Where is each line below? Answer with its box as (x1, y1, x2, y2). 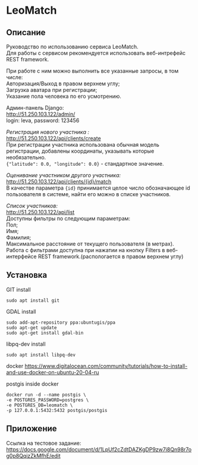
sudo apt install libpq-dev (6, 352, 76, 358)
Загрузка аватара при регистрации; (6, 86, 98, 93)
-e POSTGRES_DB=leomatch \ (6, 402, 73, 408)
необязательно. (6, 154, 46, 161)
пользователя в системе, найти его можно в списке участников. (6, 191, 171, 197)
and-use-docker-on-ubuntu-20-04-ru (6, 368, 99, 376)
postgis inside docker (6, 380, 59, 387)
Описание (6, 27, 46, 38)
